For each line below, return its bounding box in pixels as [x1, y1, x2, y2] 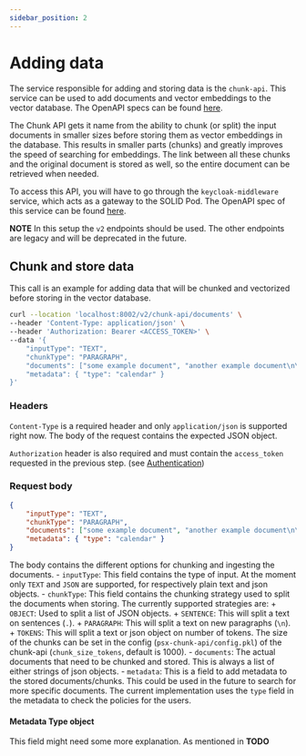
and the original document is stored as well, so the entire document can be [9, 158, 291, 169]
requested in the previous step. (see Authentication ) [9, 457, 205, 468]
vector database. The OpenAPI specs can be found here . [9, 102, 223, 113]
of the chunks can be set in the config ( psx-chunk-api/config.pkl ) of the [9, 637, 282, 648]
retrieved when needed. [9, 168, 99, 179]
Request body [9, 480, 73, 493]
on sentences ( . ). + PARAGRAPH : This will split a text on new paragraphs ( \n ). [9, 618, 291, 628]
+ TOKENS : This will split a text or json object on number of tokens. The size [9, 628, 289, 639]
